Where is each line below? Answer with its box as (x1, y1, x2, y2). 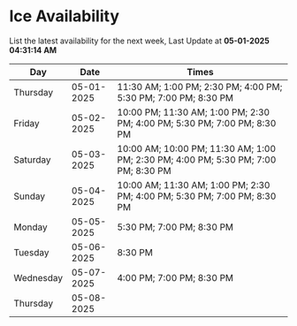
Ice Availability (9, 6, 119, 27)
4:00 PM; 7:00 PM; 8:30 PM (117, 271, 234, 284)
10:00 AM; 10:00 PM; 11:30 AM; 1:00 (117, 142, 277, 155)
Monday (13, 221, 49, 233)
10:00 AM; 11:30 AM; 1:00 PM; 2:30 (117, 178, 270, 191)
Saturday (13, 153, 51, 165)
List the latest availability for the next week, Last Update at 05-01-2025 (9, 35, 270, 46)
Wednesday (13, 271, 64, 284)
